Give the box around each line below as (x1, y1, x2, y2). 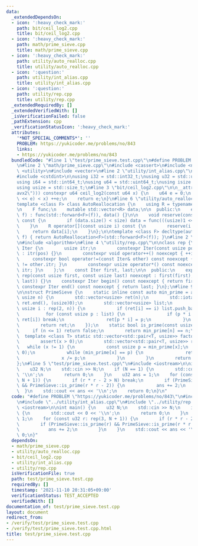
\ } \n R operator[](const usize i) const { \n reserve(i (16, 223, 192, 229)
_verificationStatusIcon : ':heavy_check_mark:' (11, 124, 131, 130)
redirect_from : (6, 515, 44, 521)
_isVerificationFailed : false (11, 113, 85, 119)
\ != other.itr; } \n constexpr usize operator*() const (16, 261, 176, 268)
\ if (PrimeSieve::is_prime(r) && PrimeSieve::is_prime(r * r (16, 421, 192, 427)
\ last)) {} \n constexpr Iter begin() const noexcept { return (16, 278, 183, 284)
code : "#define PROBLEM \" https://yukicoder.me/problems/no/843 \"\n (11, 394, 183, 400)
